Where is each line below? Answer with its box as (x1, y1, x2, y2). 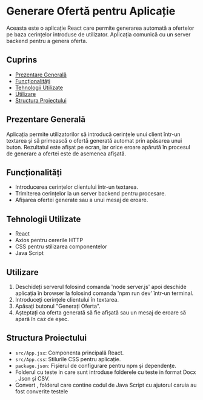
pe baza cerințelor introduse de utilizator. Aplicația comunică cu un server (6, 30, 191, 38)
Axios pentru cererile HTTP (15, 237, 84, 244)
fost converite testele (15, 387, 68, 395)
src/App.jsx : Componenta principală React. (15, 349, 124, 356)
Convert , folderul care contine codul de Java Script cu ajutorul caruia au (15, 381, 197, 388)
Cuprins (6, 55, 38, 65)
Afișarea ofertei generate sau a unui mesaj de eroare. (15, 196, 148, 204)
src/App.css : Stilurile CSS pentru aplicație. (15, 355, 121, 362)
